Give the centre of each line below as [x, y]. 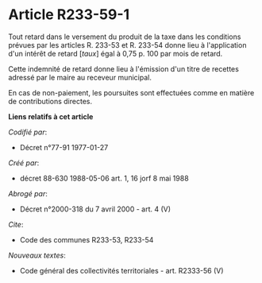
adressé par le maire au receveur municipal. [80, 77]
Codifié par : [28, 132]
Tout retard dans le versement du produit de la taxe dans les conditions [125, 37]
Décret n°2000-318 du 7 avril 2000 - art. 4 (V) [95, 209]
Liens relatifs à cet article [51, 116]
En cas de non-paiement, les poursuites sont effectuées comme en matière [131, 92]
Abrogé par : [28, 193]
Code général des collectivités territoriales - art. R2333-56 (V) [121, 270]
